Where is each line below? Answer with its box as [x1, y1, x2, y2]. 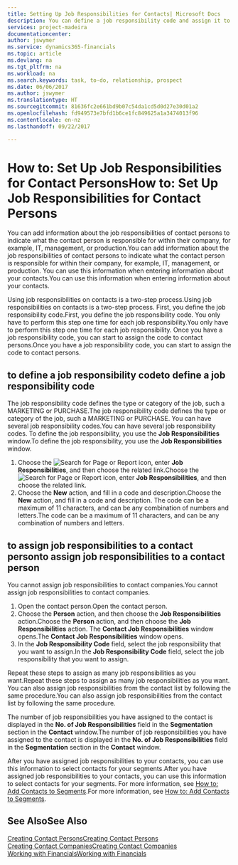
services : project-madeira [7, 23, 87, 31]
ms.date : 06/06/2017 [7, 83, 69, 90]
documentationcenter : [7, 30, 72, 38]
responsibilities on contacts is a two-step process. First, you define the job [7, 303, 226, 312]
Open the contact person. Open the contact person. [17, 602, 168, 611]
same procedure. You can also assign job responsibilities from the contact [7, 691, 222, 700]
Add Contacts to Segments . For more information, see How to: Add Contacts [7, 787, 229, 796]
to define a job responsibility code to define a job [7, 369, 226, 381]
